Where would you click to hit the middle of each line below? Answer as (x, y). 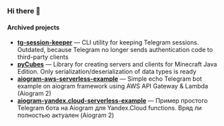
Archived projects (33, 27)
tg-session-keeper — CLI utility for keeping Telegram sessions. (108, 42)
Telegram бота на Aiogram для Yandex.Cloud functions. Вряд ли (109, 108)
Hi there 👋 (24, 11)
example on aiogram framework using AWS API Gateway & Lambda (113, 86)
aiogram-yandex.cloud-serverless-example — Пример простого (112, 101)
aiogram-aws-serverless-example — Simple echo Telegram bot (109, 79)
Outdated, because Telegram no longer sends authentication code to (115, 50)
